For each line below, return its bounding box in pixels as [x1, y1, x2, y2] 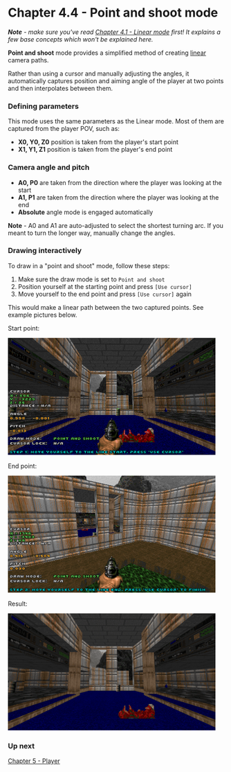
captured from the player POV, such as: [8, 125, 120, 133]
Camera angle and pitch [8, 163, 90, 173]
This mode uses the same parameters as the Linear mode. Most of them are [8, 117, 224, 125]
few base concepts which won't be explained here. [8, 35, 154, 43]
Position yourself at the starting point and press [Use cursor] [17, 282, 192, 290]
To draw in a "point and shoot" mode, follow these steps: [8, 261, 170, 270]
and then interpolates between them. [8, 84, 113, 92]
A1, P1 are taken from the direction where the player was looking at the [17, 193, 219, 202]
